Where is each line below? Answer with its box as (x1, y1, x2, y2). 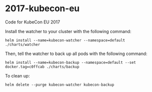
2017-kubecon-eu (5, 3, 80, 14)
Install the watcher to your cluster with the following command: (5, 28, 132, 34)
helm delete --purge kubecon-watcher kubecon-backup (5, 82, 114, 87)
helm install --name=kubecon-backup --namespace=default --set (5, 60, 136, 65)
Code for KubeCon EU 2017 (5, 19, 60, 25)
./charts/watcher (5, 42, 40, 47)
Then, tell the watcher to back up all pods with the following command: (5, 51, 148, 56)
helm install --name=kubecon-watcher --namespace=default (5, 37, 125, 43)
